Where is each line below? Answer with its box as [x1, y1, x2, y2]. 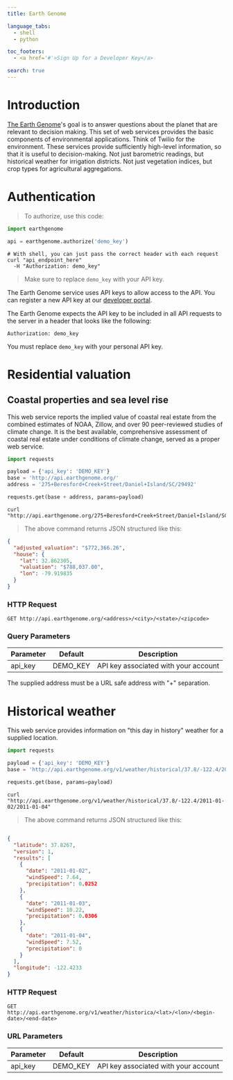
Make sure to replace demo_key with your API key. [24, 275, 164, 283]
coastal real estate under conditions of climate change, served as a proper [7, 435, 221, 443]
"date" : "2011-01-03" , [25, 900, 92, 907]
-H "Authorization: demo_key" [13, 262, 101, 270]
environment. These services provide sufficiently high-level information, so [7, 142, 222, 150]
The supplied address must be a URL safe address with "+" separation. [7, 679, 210, 687]
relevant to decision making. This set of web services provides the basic [7, 127, 214, 136]
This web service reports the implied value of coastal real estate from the [7, 412, 216, 421]
